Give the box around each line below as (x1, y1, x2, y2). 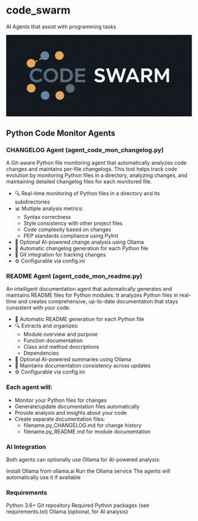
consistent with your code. (6, 304, 71, 312)
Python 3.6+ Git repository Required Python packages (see (6, 502, 150, 509)
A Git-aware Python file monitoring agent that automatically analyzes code (6, 159, 187, 166)
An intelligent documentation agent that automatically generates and (6, 286, 173, 293)
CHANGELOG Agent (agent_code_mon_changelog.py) (6, 146, 164, 154)
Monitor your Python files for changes (14, 397, 107, 404)
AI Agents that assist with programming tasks (6, 23, 117, 30)
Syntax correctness (23, 214, 71, 221)
